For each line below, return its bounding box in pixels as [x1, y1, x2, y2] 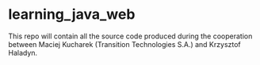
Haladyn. [8, 48, 38, 57]
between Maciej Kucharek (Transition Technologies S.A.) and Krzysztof [8, 39, 242, 49]
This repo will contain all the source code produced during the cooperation [8, 31, 253, 41]
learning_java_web [8, 5, 136, 23]
